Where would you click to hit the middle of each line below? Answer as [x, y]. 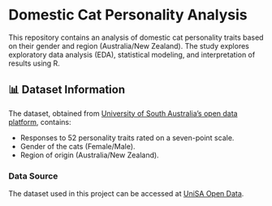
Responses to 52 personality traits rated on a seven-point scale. [127, 137]
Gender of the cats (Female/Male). [78, 146]
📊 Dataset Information [67, 90]
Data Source [33, 176]
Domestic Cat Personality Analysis [128, 15]
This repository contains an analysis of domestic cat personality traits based [136, 37]
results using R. [35, 63]
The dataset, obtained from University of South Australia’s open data [123, 113]
